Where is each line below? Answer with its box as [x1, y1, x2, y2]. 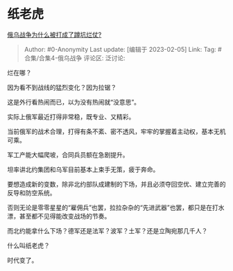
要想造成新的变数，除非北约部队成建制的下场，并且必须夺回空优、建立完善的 [7, 180, 226, 188]
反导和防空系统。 [7, 188, 56, 197]
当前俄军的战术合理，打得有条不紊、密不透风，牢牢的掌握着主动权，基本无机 [7, 127, 226, 135]
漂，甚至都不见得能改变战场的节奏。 [7, 212, 111, 220]
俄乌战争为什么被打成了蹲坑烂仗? [7, 30, 102, 39]
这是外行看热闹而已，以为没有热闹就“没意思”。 [7, 97, 141, 106]
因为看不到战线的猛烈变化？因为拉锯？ [7, 83, 116, 91]
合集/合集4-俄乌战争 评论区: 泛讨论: [24, 53, 126, 62]
